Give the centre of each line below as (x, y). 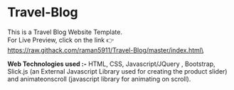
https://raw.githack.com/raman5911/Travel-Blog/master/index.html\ (106, 50)
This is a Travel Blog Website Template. (65, 32)
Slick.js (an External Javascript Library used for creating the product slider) (117, 71)
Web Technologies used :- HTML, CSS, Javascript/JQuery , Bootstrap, (111, 64)
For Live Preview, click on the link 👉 (61, 40)
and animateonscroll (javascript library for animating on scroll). (99, 79)
